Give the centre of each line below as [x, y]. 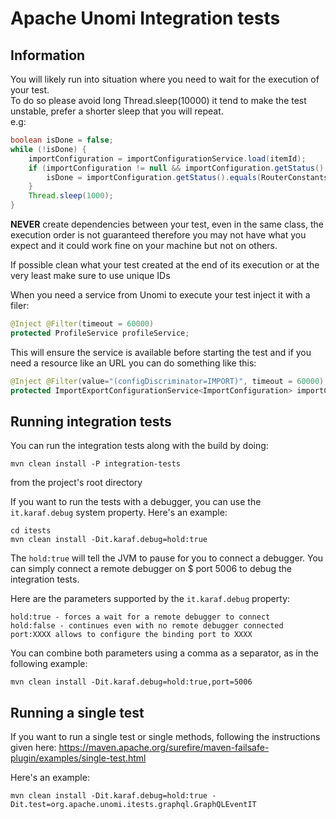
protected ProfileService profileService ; [100, 333]
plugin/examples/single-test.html [78, 758]
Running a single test [77, 712]
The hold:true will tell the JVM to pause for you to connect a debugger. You [167, 558]
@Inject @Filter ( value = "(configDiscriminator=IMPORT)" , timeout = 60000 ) [167, 381]
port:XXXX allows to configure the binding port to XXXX [131, 635]
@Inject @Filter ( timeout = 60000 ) [82, 324]
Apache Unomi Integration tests [145, 18]
